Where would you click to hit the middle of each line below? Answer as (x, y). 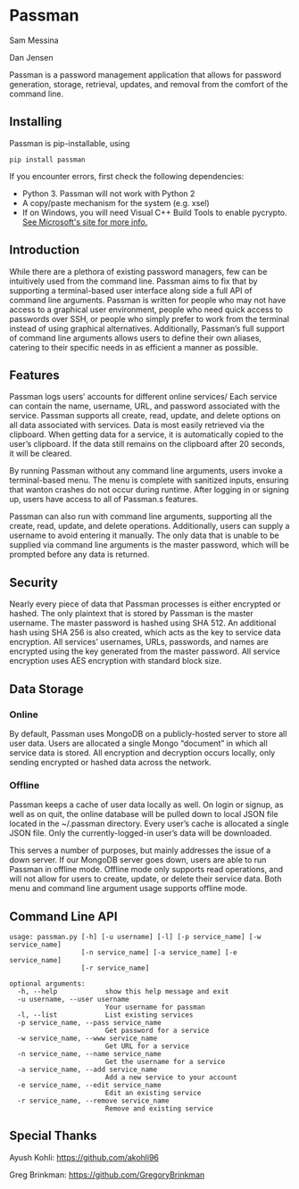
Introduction (45, 250)
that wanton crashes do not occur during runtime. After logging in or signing (149, 490)
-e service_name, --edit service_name (90, 1085)
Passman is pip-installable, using (70, 143)
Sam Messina (34, 40)
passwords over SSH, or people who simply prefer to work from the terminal (149, 318)
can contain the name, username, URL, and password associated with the (145, 406)
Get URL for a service (147, 1046)
